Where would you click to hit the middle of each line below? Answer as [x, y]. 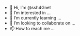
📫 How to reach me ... [32, 28]
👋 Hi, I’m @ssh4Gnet [30, 8]
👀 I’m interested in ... [30, 13]
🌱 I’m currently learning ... [35, 18]
